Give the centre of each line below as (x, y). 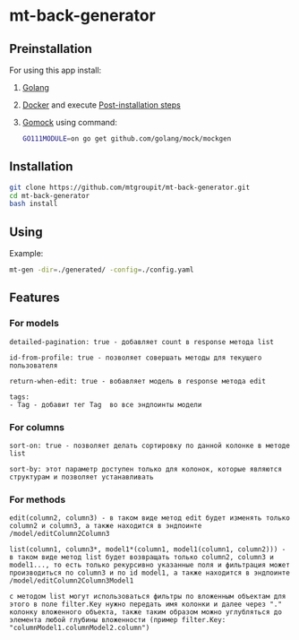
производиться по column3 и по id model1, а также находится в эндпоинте (150, 573)
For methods (38, 499)
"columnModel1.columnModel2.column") (80, 628)
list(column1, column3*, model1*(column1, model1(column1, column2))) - (148, 549)
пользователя (34, 365)
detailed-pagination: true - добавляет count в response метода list (142, 342)
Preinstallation (51, 49)
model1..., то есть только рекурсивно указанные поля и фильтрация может (150, 566)
